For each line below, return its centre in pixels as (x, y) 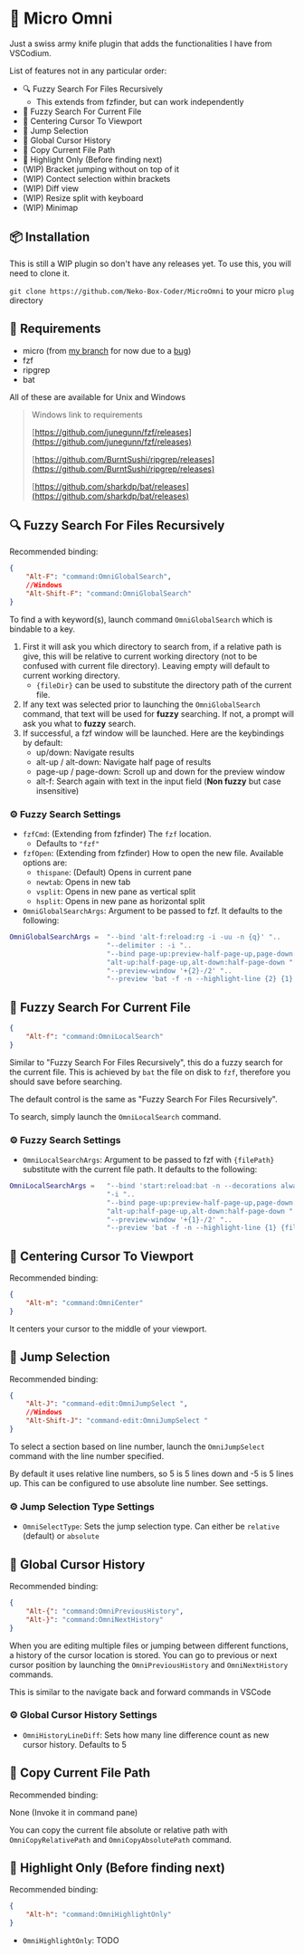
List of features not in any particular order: (88, 71)
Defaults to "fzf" (67, 844)
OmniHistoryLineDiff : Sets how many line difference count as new (146, 1735)
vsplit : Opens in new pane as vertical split (116, 892)
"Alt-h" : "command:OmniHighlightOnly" (99, 1915)
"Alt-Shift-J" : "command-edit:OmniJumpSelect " (117, 1421)
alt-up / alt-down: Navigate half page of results (123, 762)
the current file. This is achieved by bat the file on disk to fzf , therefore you (150, 1072)
